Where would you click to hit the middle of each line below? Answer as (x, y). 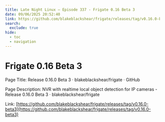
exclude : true (24, 28)
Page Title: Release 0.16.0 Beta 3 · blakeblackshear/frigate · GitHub (73, 80)
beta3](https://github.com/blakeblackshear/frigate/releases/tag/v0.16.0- (78, 109)
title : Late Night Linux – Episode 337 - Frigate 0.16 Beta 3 (70, 10)
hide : (11, 32)
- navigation (23, 42)
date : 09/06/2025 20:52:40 (33, 14)
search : (13, 23)
